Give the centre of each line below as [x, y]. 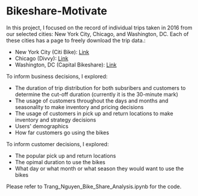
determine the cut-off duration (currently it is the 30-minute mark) [97, 94]
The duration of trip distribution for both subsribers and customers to [100, 88]
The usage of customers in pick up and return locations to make [94, 113]
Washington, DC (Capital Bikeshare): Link [66, 65]
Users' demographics [42, 126]
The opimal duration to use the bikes [60, 162]
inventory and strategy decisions [55, 120]
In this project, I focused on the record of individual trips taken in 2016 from [99, 28]
